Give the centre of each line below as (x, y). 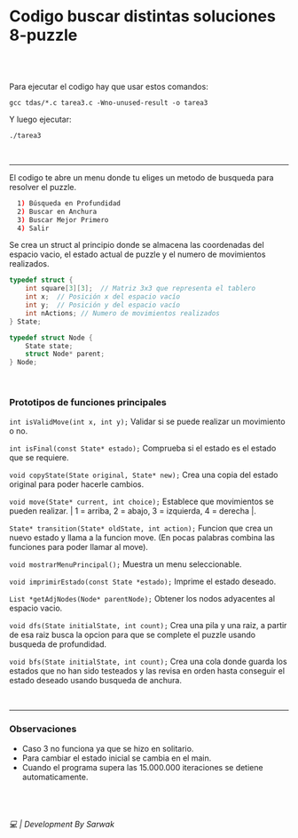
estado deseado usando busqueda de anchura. (96, 681)
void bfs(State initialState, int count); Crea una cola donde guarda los (148, 662)
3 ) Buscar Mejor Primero (63, 219)
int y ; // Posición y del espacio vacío (102, 305)
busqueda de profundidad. (58, 644)
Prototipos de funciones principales (88, 403)
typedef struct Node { (51, 338)
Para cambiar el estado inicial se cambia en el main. (117, 758)
